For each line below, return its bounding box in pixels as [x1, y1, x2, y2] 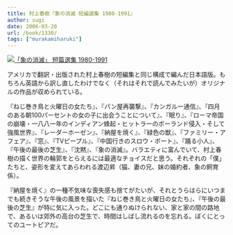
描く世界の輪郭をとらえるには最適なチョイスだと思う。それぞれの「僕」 [19, 154, 225, 162]
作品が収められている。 [19, 88, 87, 96]
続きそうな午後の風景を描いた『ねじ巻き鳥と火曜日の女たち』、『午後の [19, 195, 220, 203]
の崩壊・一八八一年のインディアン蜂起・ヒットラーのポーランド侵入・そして [7, 120, 225, 128]
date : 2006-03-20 [7, 23, 58, 30]
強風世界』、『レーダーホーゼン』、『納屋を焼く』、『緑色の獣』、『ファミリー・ [7, 129, 220, 137]
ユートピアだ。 [19, 220, 62, 229]
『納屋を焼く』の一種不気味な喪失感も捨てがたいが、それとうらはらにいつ [7, 186, 220, 194]
